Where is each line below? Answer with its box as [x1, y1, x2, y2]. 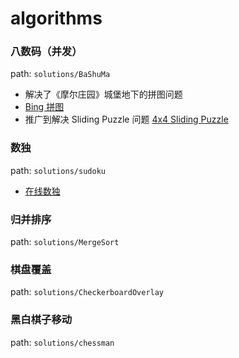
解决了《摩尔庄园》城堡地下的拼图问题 [24, 88, 183, 101]
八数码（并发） [10, 45, 83, 59]
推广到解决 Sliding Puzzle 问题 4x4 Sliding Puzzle [24, 113, 229, 126]
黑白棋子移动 [10, 313, 73, 327]
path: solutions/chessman [10, 336, 115, 348]
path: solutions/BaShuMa [10, 68, 111, 80]
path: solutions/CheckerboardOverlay [10, 286, 165, 298]
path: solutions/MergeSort [10, 236, 120, 248]
